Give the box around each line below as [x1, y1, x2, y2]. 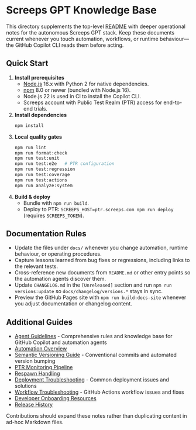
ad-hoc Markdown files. [6, 419, 64, 426]
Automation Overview [14, 345, 67, 352]
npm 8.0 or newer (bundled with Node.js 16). [23, 86, 131, 94]
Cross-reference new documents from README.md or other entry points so [14, 269, 191, 276]
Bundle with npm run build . [23, 199, 90, 207]
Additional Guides [6, 317, 73, 327]
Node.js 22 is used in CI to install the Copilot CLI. [23, 92, 142, 99]
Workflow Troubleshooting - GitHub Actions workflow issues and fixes [14, 388, 184, 395]
